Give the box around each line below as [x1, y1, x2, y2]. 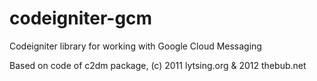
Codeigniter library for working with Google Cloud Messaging [9, 40, 262, 52]
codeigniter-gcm [9, 7, 153, 30]
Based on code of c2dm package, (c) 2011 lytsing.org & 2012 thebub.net [9, 59, 307, 71]
